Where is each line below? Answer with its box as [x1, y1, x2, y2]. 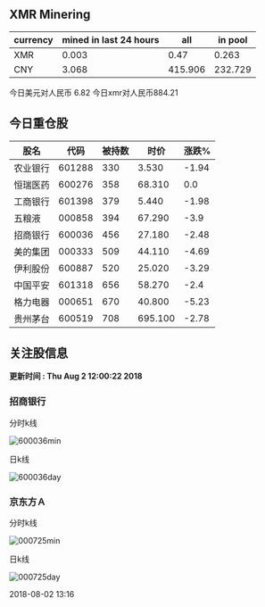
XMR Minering [9, 7, 91, 22]
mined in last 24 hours [62, 33, 160, 46]
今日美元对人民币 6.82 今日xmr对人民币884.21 [9, 87, 178, 97]
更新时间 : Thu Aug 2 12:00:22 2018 [9, 370, 143, 382]
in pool [218, 33, 248, 46]
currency [13, 33, 54, 46]
